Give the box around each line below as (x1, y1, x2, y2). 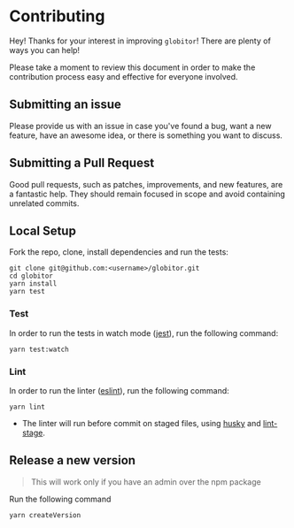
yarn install (9, 279, 58, 288)
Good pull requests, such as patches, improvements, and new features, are (9, 179, 283, 189)
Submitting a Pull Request (9, 156, 155, 171)
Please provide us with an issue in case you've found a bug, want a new (9, 120, 272, 131)
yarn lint (9, 402, 46, 411)
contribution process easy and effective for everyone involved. (9, 71, 238, 81)
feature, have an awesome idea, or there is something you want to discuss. (9, 130, 283, 141)
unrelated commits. (9, 197, 80, 209)
